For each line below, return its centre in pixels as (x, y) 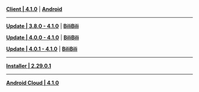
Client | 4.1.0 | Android (34, 9)
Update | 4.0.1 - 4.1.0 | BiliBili (42, 49)
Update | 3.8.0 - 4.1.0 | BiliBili (42, 26)
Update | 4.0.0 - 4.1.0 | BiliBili (43, 37)
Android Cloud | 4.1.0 (33, 83)
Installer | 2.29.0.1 (29, 66)
